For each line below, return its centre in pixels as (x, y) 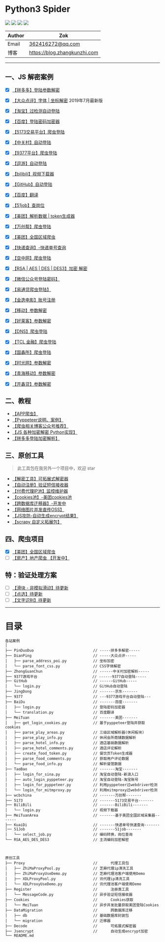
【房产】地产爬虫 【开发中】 (41, 558)
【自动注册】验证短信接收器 (40, 485)
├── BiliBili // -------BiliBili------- (77, 805)
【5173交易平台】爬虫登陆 (39, 132)
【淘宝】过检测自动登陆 (36, 111)
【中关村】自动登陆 (32, 143)
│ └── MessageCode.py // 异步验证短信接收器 (69, 895)
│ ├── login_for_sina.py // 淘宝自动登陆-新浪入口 (72, 775)
